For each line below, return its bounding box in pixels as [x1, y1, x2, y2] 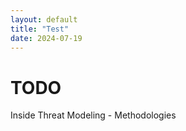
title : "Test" [10, 24, 70, 34]
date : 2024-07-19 [10, 33, 83, 43]
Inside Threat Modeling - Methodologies [10, 109, 177, 121]
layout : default [10, 14, 78, 25]
